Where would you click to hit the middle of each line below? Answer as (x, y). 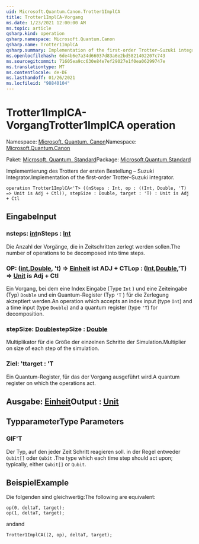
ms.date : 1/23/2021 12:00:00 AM (46, 23)
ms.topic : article (29, 28)
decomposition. (25, 314)
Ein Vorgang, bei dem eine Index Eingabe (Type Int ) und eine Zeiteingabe (97, 288)
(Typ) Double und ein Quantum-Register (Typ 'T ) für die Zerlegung (87, 295)
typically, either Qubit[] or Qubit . (46, 464)
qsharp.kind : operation (36, 34)
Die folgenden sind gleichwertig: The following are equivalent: (81, 497)
